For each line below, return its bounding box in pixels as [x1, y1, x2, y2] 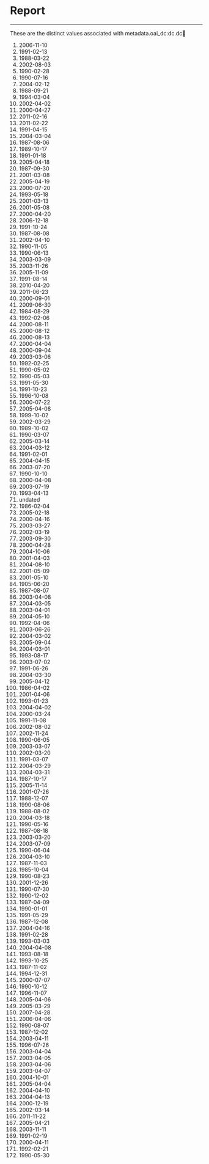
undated [18, 496, 40, 503]
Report [10, 4, 45, 18]
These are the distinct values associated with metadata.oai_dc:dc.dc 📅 [10, 29, 186, 37]
